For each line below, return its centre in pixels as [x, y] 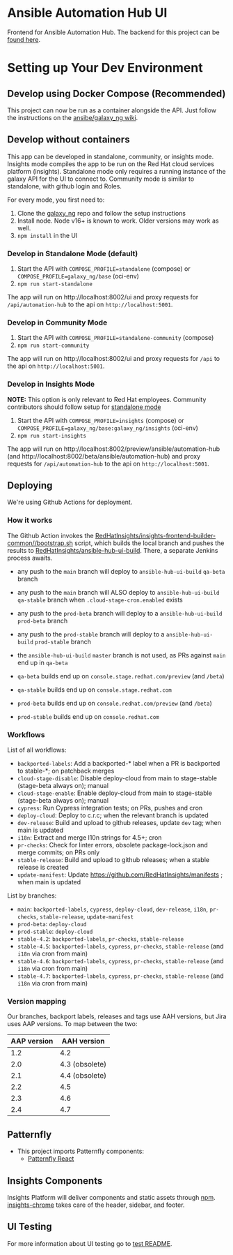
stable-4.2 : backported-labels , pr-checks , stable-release [101, 939]
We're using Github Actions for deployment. [70, 502]
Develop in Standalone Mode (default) [73, 253]
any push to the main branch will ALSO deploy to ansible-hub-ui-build [118, 592]
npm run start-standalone [55, 284]
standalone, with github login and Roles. [64, 186]
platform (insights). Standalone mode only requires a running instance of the [116, 171]
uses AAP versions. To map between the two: [72, 1024]
